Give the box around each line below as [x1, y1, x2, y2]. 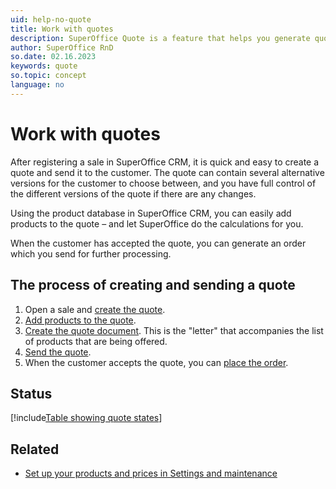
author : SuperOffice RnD [10, 42, 114, 53]
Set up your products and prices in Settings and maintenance [24, 467, 278, 480]
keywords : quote [10, 61, 78, 71]
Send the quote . [24, 346, 92, 358]
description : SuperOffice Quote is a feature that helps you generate [10, 33, 311, 43]
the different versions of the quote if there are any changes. [10, 187, 257, 200]
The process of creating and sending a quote [10, 277, 296, 294]
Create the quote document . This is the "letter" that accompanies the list [24, 324, 324, 336]
